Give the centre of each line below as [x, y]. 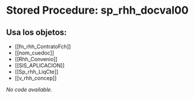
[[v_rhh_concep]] [36, 78]
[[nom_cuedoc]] [34, 53]
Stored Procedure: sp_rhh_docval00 [97, 10]
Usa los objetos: [36, 32]
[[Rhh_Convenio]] [36, 59]
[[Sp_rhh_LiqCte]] [36, 72]
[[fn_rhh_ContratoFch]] [43, 46]
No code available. [29, 89]
